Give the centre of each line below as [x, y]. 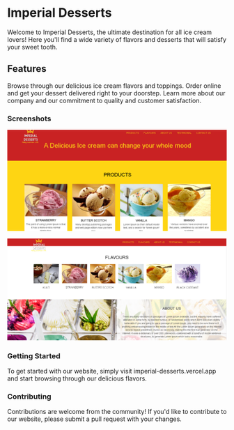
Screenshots [29, 118]
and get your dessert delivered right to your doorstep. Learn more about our [116, 93]
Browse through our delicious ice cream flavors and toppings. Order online [114, 86]
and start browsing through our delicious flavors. [77, 378]
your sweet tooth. [32, 47]
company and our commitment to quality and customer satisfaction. [104, 100]
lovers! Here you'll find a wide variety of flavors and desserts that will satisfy [117, 39]
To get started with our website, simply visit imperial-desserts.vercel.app [112, 371]
